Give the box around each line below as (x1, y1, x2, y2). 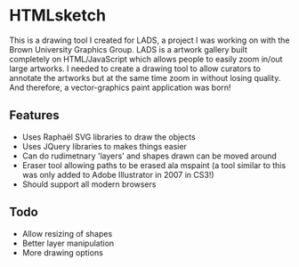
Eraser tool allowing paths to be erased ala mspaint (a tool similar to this (21, 159, 287, 170)
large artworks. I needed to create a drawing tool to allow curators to (9, 63, 261, 74)
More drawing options (21, 247, 104, 258)
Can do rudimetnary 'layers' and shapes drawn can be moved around (21, 150, 278, 161)
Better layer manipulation (21, 238, 115, 248)
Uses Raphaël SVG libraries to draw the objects (21, 131, 196, 142)
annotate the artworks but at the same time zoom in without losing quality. (9, 72, 281, 83)
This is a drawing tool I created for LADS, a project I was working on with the (9, 35, 290, 45)
